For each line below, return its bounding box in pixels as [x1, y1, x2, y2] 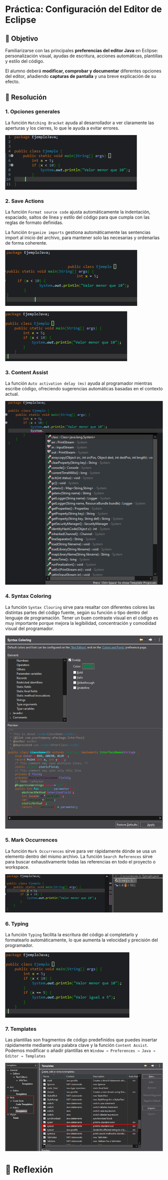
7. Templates [5, 1026, 36, 1032]
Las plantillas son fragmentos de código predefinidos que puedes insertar [5, 1037, 157, 1043]
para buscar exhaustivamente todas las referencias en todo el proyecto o [5, 859, 156, 865]
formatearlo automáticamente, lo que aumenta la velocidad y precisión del [5, 937, 158, 943]
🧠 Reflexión [5, 1164, 53, 1175]
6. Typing [5, 920, 28, 927]
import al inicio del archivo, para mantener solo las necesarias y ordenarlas [5, 235, 160, 241]
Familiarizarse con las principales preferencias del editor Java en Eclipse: [5, 48, 158, 53]
